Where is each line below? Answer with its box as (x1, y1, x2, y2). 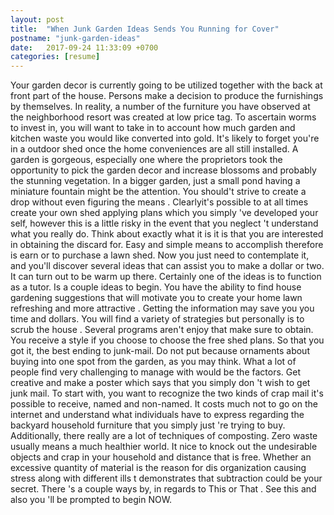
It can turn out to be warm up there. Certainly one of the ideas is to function (10, 271, 322, 283)
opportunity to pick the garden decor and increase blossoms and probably (10, 164, 317, 176)
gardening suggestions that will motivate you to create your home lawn (10, 292, 303, 304)
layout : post (10, 14, 65, 25)
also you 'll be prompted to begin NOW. (10, 494, 173, 506)
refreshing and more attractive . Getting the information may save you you (10, 302, 315, 315)
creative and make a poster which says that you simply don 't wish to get (10, 377, 311, 389)
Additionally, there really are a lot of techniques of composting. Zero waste (10, 430, 318, 442)
